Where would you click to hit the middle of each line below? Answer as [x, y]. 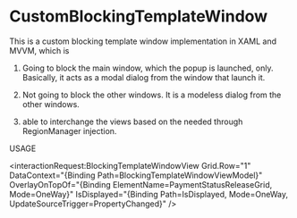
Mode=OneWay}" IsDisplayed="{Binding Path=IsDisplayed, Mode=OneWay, [149, 194]
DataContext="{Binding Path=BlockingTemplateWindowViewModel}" [136, 175]
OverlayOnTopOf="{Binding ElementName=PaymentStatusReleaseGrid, [141, 184]
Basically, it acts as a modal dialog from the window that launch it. [144, 77]
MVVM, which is [39, 50]
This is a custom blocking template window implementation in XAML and [143, 41]
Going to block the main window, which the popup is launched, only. [148, 68]
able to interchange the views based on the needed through [132, 122]
